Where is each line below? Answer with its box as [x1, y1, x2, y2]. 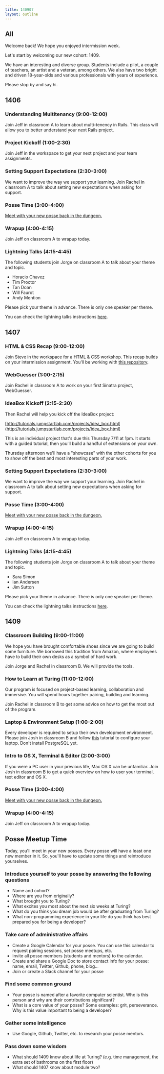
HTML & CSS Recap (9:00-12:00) [5, 342, 85, 349]
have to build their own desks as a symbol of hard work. [5, 654, 118, 659]
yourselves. [5, 858, 28, 864]
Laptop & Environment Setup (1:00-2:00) [5, 718, 104, 725]
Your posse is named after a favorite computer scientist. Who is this [12, 992, 149, 998]
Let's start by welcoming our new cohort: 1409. [5, 52, 100, 58]
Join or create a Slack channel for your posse [12, 968, 104, 974]
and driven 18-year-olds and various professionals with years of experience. [5, 72, 159, 78]
